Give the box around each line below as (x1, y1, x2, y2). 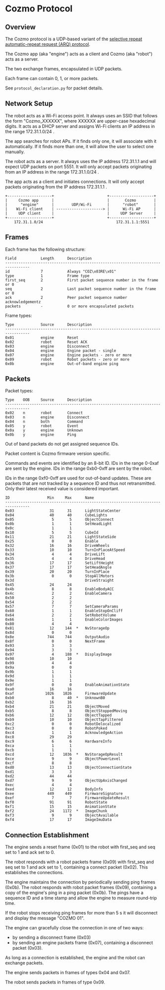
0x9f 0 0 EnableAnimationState (5, 682, 130, 688)
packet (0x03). (12, 945, 43, 951)
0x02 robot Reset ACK (5, 339, 88, 345)
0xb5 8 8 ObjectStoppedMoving (5, 709, 127, 714)
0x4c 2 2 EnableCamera (5, 591, 112, 596)
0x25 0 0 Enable (5, 539, 99, 544)
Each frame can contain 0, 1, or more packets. (5, 76, 99, 81)
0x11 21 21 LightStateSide (5, 535, 116, 540)
